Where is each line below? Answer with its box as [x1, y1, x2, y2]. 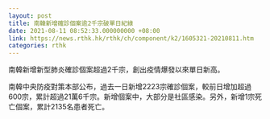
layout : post [8, 11, 52, 20]
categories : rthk [8, 42, 67, 50]
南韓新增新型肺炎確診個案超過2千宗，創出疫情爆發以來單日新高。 [8, 65, 225, 75]
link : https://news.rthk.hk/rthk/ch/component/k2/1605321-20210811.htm [8, 34, 254, 43]
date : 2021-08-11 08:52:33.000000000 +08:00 [8, 27, 160, 35]
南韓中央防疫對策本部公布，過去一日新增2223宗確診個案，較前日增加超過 [8, 82, 252, 92]
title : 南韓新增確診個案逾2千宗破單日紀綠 [8, 19, 134, 27]
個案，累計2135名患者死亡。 [15, 102, 110, 112]
